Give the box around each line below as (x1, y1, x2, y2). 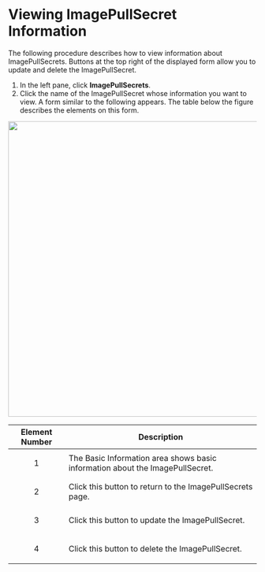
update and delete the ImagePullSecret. (8, 65, 136, 74)
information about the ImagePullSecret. (68, 462, 214, 474)
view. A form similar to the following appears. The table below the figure (19, 97, 254, 106)
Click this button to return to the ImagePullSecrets (68, 481, 253, 492)
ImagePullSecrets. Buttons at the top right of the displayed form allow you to (8, 57, 256, 66)
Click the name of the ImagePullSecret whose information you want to (19, 88, 247, 98)
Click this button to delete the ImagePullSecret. (68, 543, 242, 554)
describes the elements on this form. (19, 105, 140, 115)
